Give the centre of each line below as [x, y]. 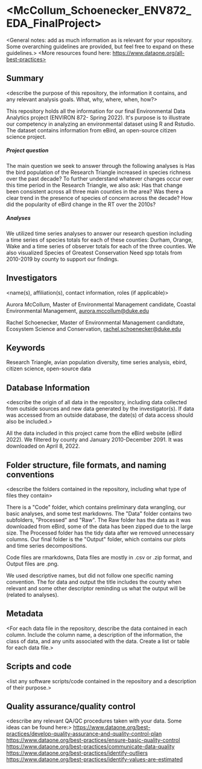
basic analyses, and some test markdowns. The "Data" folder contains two [99, 513]
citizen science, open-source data [49, 368]
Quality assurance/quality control [71, 706]
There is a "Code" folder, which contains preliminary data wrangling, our [96, 507]
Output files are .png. [33, 564]
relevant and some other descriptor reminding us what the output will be [96, 588]
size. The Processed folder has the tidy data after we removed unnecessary [100, 533]
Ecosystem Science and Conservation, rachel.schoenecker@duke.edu [94, 329]
